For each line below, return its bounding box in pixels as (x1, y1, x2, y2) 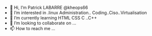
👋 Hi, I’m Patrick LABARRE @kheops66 (9, 5, 88, 10)
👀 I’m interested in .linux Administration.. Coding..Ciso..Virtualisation (9, 10, 147, 16)
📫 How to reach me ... (9, 26, 55, 31)
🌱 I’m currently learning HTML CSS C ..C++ (9, 15, 97, 20)
